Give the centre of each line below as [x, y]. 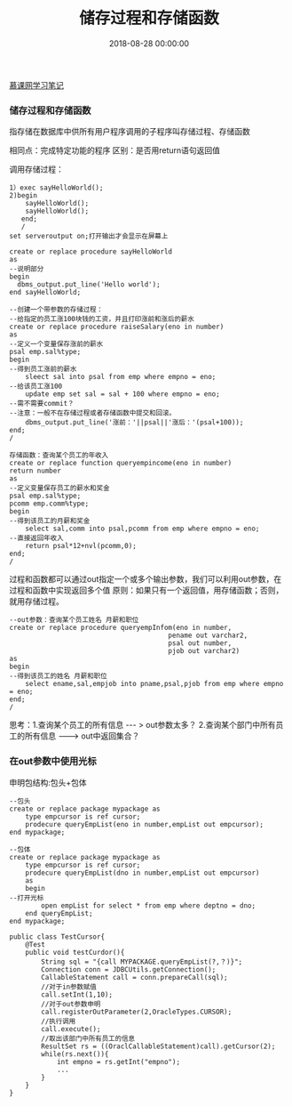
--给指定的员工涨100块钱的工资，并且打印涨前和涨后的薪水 [102, 319]
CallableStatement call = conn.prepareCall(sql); [134, 977]
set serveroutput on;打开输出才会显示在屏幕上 [89, 237]
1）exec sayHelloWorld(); [56, 188]
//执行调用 [59, 1021]
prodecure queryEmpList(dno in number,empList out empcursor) [142, 873]
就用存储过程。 [36, 601]
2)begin [24, 196]
